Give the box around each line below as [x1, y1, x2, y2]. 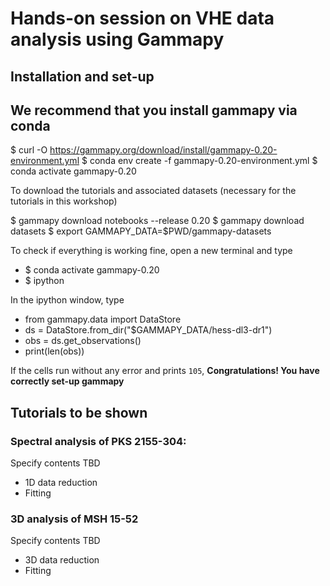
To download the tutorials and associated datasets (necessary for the [10, 185, 297, 197]
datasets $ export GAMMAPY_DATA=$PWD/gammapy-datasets [10, 225, 272, 237]
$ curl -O [10, 144, 48, 156]
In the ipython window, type [10, 294, 125, 306]
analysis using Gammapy [10, 28, 225, 51]
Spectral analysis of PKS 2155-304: [10, 434, 187, 448]
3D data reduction [24, 554, 100, 566]
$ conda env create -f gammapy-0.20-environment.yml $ [81, 155, 318, 167]
